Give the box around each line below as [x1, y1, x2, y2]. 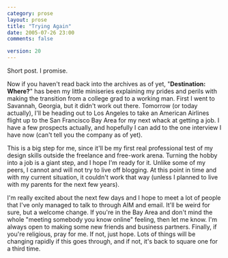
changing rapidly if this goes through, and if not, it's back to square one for [7, 237, 218, 245]
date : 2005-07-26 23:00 [7, 29, 75, 36]
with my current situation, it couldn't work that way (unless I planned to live [7, 173, 218, 181]
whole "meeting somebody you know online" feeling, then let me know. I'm [7, 216, 218, 223]
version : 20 [7, 48, 41, 55]
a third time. [7, 244, 41, 253]
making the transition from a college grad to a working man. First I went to [7, 94, 215, 103]
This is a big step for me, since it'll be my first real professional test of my [7, 144, 214, 152]
